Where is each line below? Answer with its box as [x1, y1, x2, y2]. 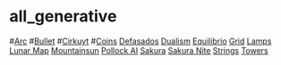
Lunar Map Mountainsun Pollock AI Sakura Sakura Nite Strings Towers [9, 45, 268, 55]
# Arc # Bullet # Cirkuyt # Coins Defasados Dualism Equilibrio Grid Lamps [9, 36, 272, 46]
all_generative [9, 6, 117, 27]
